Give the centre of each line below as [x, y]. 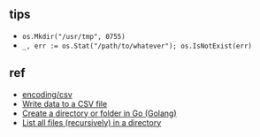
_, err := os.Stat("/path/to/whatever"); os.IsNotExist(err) [137, 46]
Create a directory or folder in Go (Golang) [99, 113]
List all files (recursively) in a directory [92, 122]
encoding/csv [47, 94]
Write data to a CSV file [65, 103]
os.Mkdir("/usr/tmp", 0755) [73, 36]
